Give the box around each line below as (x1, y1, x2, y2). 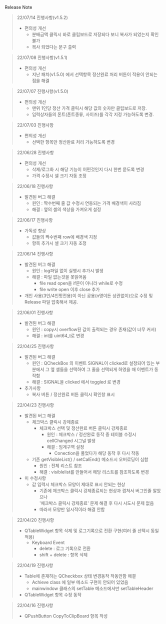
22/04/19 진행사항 (16, 562, 53, 568)
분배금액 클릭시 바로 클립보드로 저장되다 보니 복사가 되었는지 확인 (31, 31, 159, 37)
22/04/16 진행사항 (16, 602, 53, 608)
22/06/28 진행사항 (16, 149, 54, 155)
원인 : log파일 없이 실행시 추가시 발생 (31, 267, 103, 273)
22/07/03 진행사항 (16, 122, 54, 128)
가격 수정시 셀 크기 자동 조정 (31, 172, 87, 178)
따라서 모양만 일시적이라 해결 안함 (39, 506, 105, 512)
